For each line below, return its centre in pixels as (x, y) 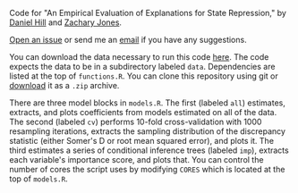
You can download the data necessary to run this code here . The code (139, 57)
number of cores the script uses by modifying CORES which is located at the (147, 169)
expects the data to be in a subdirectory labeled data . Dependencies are (142, 67)
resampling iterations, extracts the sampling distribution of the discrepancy (148, 131)
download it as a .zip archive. (64, 85)
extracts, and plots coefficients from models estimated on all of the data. (143, 112)
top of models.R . (39, 179)
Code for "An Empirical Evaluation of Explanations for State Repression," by (148, 13)
